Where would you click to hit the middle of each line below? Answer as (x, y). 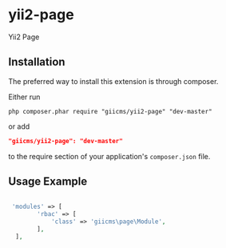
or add (19, 126)
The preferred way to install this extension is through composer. (113, 81)
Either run (24, 97)
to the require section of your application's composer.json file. (109, 156)
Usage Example (48, 182)
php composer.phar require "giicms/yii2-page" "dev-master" (111, 111)
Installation (37, 62)
